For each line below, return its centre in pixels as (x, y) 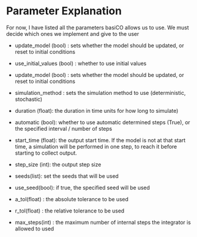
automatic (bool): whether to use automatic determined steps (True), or (102, 122)
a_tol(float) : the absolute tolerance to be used (72, 199)
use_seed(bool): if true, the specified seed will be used (82, 187)
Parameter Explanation (64, 11)
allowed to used (34, 229)
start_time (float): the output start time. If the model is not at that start (100, 140)
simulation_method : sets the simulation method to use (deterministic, (100, 93)
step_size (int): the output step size (58, 164)
